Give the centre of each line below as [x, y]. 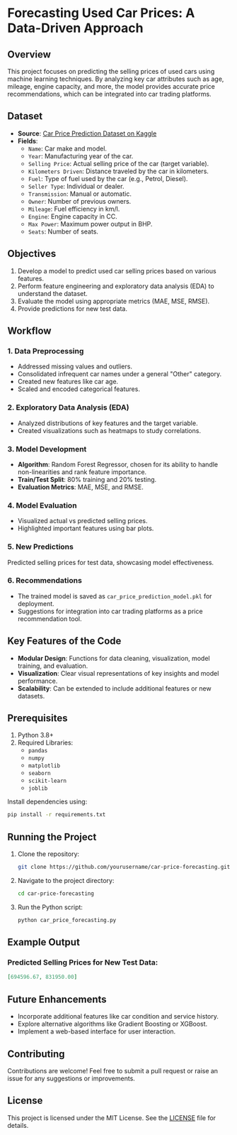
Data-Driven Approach [75, 28]
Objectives [32, 254]
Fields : [28, 141]
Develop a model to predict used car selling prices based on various [117, 270]
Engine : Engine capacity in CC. [73, 216]
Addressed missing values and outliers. [75, 366]
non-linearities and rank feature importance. [82, 472]
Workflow [29, 331]
